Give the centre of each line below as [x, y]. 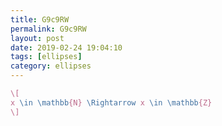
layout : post [37, 38]
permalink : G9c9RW [48, 29]
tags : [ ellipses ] [46, 57]
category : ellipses [51, 66]
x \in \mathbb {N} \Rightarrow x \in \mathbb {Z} [111, 102]
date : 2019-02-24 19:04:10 [66, 47]
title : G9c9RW [40, 19]
